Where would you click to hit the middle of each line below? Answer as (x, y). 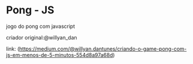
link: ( (13, 49)
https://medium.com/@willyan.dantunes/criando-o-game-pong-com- (103, 49)
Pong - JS (30, 10)
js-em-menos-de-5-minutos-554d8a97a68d (60, 55)
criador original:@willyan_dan (42, 37)
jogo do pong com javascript (41, 26)
